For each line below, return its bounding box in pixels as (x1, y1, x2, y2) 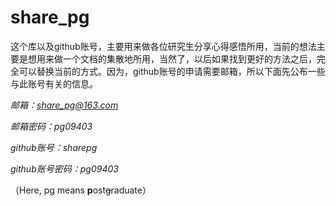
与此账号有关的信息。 (10, 77, 98, 90)
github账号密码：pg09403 (10, 162, 119, 175)
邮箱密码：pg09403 (10, 120, 93, 132)
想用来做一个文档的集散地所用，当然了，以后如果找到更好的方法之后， (27, 52, 317, 65)
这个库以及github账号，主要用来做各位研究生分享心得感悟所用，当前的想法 (10, 40, 317, 52)
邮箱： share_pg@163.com (10, 99, 119, 111)
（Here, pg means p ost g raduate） (10, 184, 152, 196)
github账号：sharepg (10, 141, 98, 153)
